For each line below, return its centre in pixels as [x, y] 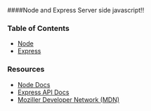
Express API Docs [43, 92]
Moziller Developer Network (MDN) [68, 99]
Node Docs [34, 84]
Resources [26, 70]
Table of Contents [39, 28]
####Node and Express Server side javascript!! [76, 10]
